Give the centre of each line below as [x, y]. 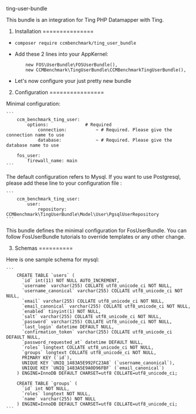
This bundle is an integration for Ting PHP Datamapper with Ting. [85, 20]
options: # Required [69, 125]
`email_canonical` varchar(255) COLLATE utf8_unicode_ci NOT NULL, [106, 306]
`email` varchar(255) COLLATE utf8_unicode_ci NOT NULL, [93, 301]
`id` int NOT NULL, [45, 389]
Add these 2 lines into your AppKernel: [62, 54]
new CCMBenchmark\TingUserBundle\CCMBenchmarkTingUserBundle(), [106, 70]
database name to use [33, 145]
